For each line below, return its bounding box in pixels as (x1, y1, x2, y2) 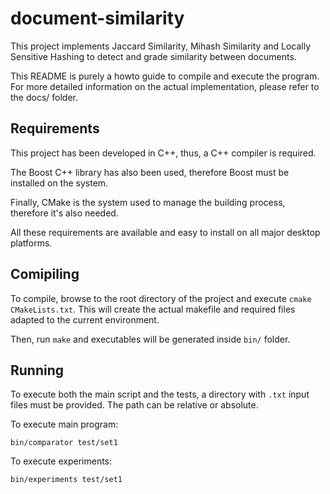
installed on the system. (10, 177, 109, 189)
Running (10, 362, 65, 379)
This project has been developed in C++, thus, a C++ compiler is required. (10, 147, 317, 159)
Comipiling (10, 266, 80, 283)
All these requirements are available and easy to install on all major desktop (10, 226, 321, 238)
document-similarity (10, 7, 185, 30)
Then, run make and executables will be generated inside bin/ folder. (10, 333, 291, 345)
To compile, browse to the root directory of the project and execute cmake (10, 292, 312, 304)
